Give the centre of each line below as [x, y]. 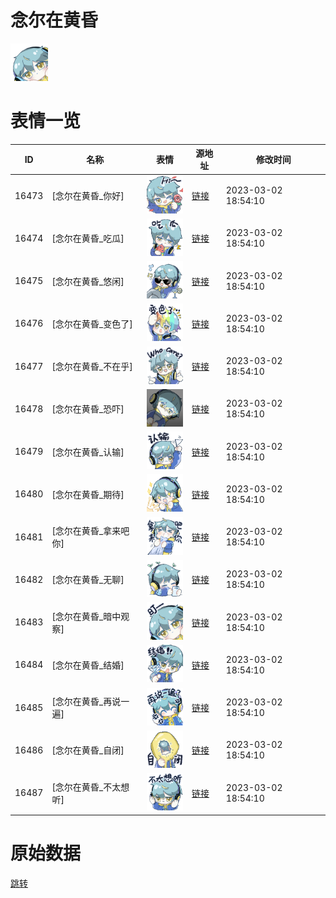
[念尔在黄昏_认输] [88, 452]
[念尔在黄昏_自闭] [88, 750]
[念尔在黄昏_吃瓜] [88, 238]
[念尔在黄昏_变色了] [92, 323]
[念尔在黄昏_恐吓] [88, 409]
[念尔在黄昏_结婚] [88, 665]
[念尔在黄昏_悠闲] [88, 281]
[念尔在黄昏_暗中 [86, 616]
